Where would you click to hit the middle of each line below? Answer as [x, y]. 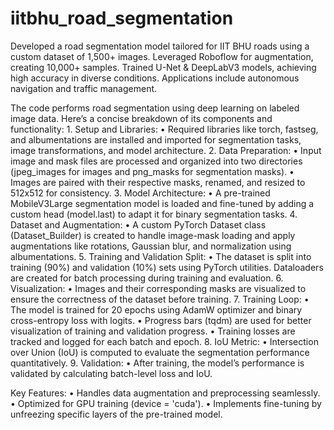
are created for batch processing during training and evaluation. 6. [147, 278]
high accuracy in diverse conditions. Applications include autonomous [155, 78]
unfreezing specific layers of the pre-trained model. [116, 414]
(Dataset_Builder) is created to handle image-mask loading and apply [153, 235]
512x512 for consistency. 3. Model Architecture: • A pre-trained [140, 193]
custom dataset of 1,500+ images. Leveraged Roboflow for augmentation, [162, 56]
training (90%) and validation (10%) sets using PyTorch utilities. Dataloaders [167, 267]
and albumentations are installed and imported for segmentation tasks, [156, 139]
